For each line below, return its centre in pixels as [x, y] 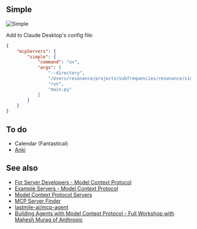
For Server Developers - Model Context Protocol [73, 182]
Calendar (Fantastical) [41, 143]
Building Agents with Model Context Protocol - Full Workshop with [94, 213]
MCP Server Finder [38, 201]
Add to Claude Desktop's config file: [50, 35]
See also [22, 168]
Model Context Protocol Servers [53, 194]
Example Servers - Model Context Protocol [66, 188]
